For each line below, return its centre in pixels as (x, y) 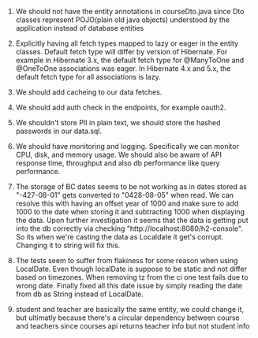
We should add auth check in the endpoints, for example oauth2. (121, 107)
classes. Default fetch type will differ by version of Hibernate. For (122, 52)
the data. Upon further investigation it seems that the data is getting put (132, 220)
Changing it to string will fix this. (68, 245)
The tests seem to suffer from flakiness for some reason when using (127, 260)
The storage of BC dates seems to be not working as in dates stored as (131, 187)
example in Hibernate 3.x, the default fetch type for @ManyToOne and (130, 60)
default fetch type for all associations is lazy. (88, 77)
